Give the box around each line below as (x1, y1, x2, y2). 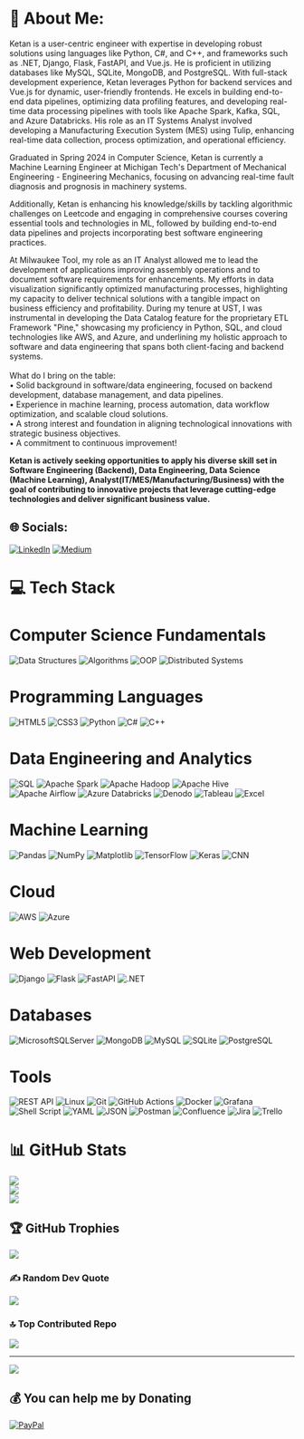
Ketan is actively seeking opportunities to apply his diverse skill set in (9, 455, 278, 466)
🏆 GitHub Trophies (9, 1221, 120, 1236)
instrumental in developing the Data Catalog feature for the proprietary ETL (9, 312, 290, 323)
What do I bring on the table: (9, 370, 116, 381)
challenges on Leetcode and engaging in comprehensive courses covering (9, 208, 288, 218)
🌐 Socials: (9, 520, 69, 536)
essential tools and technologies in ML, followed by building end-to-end (9, 217, 278, 228)
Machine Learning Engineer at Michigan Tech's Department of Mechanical (9, 161, 287, 172)
